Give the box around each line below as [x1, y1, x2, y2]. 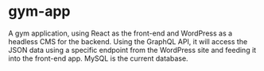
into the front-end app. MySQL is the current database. [8, 54, 188, 63]
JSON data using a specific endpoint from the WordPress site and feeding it [8, 45, 257, 54]
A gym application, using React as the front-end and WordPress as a [8, 28, 233, 38]
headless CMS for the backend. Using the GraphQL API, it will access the [8, 36, 248, 46]
